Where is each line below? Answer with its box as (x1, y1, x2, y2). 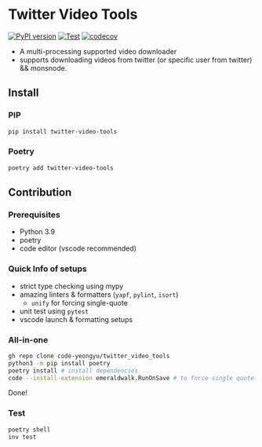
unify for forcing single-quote (31, 298, 128, 307)
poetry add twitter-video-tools (8, 163, 114, 172)
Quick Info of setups (8, 263, 88, 274)
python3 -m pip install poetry (8, 359, 111, 367)
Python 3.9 (19, 227, 56, 236)
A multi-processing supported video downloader (19, 46, 177, 56)
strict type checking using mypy (19, 281, 124, 291)
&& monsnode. (19, 63, 67, 72)
